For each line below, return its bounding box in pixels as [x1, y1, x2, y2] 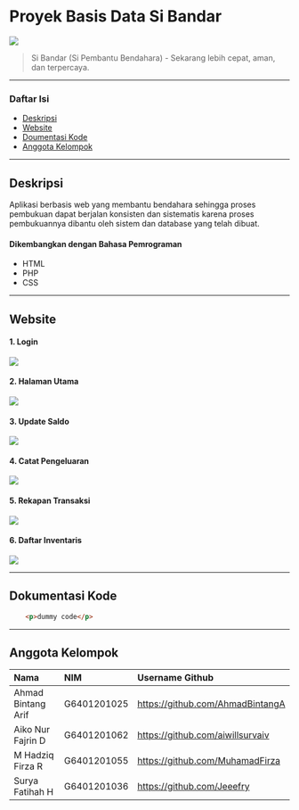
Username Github [137, 672, 214, 684]
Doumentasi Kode [21, 132, 88, 143]
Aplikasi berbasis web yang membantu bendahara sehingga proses [9, 199, 256, 211]
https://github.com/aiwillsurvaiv [137, 729, 270, 741]
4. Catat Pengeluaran [9, 455, 89, 466]
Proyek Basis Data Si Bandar [9, 6, 222, 27]
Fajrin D [13, 734, 46, 747]
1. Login [9, 336, 38, 347]
